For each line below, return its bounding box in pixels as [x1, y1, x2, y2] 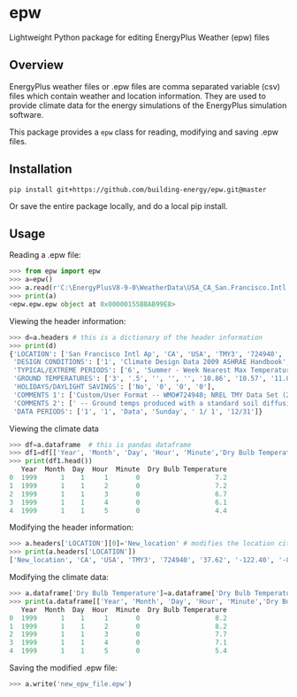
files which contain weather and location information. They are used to [9, 90, 267, 101]
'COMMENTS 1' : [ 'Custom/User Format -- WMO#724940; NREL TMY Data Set [12, 391, 278, 399]
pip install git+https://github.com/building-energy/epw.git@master [9, 185, 267, 194]
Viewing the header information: [9, 315, 126, 326]
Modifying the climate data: [9, 572, 109, 582]
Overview [9, 58, 65, 73]
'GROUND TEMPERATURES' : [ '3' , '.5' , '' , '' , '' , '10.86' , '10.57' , [12, 375, 267, 383]
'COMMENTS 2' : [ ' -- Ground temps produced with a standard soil [12, 399, 259, 407]
